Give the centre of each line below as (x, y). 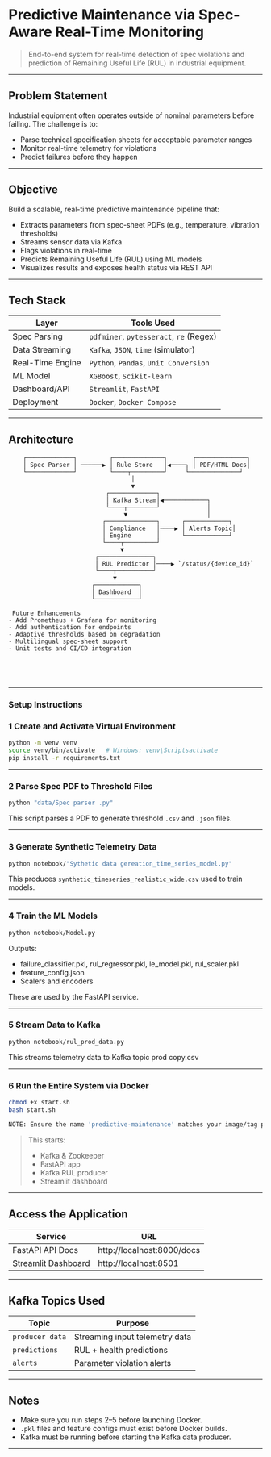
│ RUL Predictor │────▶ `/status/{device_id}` (174, 564)
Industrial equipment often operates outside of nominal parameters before (131, 115)
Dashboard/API (41, 389)
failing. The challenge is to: (53, 123)
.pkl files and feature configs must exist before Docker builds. (123, 1429)
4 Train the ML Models (53, 916)
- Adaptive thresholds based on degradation (84, 635)
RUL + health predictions (121, 1351)
